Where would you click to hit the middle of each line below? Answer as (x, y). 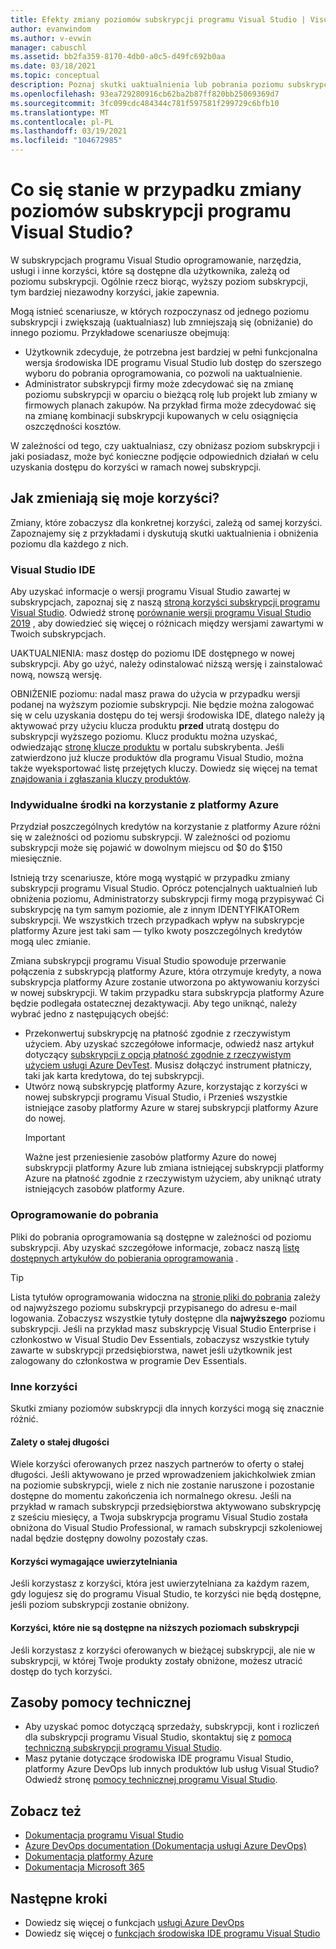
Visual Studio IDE (53, 569)
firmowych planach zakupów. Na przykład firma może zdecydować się (170, 405)
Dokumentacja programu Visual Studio (104, 1835)
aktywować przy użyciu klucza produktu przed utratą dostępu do (145, 726)
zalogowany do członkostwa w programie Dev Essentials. (128, 1360)
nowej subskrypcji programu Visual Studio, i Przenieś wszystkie (156, 1097)
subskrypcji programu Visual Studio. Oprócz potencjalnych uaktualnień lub (164, 888)
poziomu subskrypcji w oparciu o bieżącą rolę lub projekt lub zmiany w (171, 394)
